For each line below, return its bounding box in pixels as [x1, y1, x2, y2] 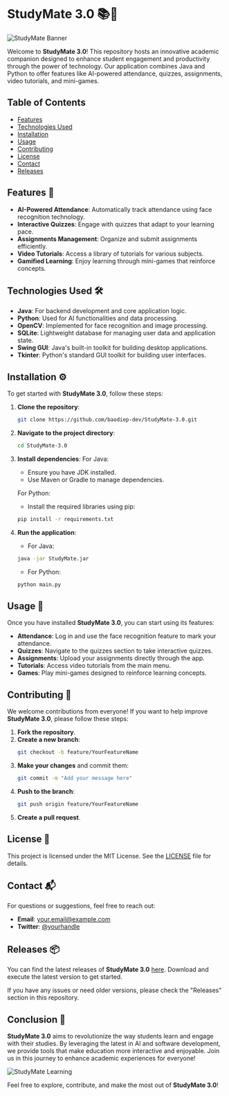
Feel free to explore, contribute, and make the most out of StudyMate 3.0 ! [7, 1081, 219, 1089]
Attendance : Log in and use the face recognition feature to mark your [17, 632, 217, 640]
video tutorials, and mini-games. [7, 76, 100, 85]
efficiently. [17, 242, 48, 250]
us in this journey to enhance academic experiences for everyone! [7, 1054, 196, 1063]
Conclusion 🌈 [7, 1014, 66, 1025]
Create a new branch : [17, 736, 81, 744]
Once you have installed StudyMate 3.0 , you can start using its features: [7, 619, 214, 627]
